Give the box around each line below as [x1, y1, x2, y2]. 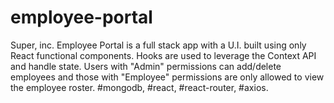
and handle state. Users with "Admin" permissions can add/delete [10, 60, 282, 72]
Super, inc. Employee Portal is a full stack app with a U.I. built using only [10, 39, 307, 51]
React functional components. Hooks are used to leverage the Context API [10, 49, 317, 61]
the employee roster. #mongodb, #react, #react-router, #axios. [10, 81, 269, 93]
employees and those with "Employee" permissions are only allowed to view [10, 71, 325, 83]
